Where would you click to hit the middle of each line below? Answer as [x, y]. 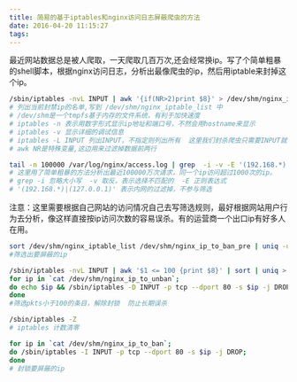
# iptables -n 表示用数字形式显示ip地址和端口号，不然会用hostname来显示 [133, 124]
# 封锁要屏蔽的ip [37, 369]
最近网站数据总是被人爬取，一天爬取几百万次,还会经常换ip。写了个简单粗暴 [145, 60]
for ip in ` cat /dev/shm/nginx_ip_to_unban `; [94, 279]
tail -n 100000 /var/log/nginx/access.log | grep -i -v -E [122, 165]
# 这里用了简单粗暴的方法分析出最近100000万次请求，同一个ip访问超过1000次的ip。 [143, 173]
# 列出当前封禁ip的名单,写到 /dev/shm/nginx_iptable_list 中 [116, 107]
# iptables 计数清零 [44, 328]
